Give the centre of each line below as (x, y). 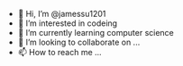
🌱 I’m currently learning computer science (96, 33)
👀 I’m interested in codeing (68, 23)
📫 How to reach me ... (59, 52)
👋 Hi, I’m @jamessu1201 (62, 14)
